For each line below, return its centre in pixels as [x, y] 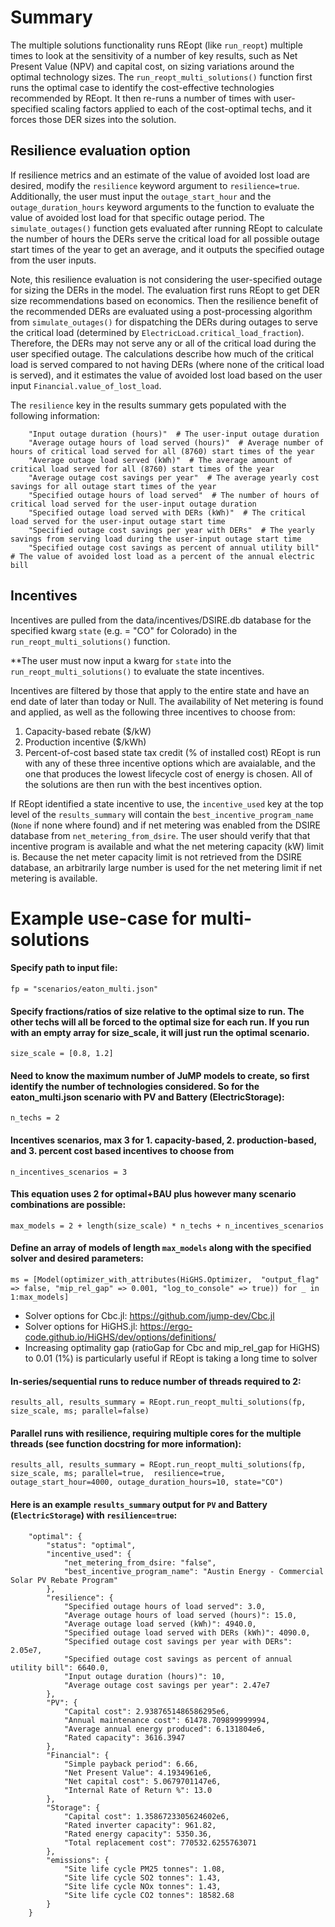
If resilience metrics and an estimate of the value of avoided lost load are [160, 175]
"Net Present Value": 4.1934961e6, [138, 1772]
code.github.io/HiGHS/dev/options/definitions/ [120, 1337]
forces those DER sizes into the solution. [93, 119]
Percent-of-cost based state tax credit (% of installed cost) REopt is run [172, 752]
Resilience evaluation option [100, 151]
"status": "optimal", [91, 1545]
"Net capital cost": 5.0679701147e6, [142, 1781]
